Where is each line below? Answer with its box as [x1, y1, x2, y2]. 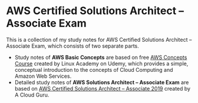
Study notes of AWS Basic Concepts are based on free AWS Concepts [14, 54, 187, 61]
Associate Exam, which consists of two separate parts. [6, 42, 140, 49]
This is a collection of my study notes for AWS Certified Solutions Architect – [6, 36, 192, 43]
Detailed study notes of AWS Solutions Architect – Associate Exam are [14, 78, 189, 86]
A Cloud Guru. [14, 91, 49, 98]
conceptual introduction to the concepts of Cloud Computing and [14, 66, 173, 73]
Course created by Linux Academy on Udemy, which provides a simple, [14, 60, 189, 67]
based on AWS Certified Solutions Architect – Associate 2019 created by [14, 85, 190, 92]
